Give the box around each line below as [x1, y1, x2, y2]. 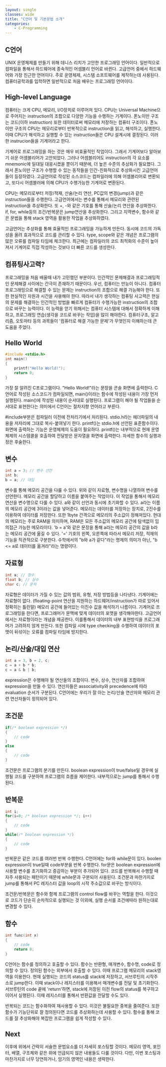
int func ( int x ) [5, 933, 39, 938]
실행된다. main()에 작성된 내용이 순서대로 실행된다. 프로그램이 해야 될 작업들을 [5, 397, 156, 403]
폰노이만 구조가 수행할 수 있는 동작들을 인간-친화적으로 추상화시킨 [14, 167, 141, 173]
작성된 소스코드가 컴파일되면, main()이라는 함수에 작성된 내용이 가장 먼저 [18, 391, 159, 397]
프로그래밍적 [135, 274, 160, 280]
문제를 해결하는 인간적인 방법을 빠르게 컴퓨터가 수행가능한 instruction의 [10, 299, 149, 305]
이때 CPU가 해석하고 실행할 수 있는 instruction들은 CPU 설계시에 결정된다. [5, 131, 150, 137]
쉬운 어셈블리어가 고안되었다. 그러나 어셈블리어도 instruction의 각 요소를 [10, 155, 150, 161]
